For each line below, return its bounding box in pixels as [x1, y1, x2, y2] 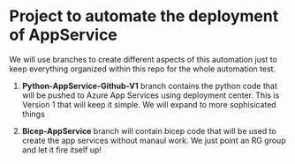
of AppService [9, 25, 117, 45]
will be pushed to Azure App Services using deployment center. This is [21, 90, 280, 101]
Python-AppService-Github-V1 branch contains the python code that [21, 80, 278, 91]
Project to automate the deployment [9, 6, 279, 26]
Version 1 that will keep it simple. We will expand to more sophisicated [21, 99, 276, 109]
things [21, 108, 46, 119]
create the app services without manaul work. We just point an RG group [21, 135, 286, 145]
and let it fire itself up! [21, 144, 102, 155]
